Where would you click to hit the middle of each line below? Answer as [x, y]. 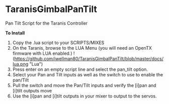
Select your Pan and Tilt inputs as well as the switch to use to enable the [88, 74]
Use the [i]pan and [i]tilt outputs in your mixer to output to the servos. [85, 96]
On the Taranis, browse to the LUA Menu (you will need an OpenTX [82, 48]
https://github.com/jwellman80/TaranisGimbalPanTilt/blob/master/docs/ [89, 58]
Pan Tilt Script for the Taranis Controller [46, 23]
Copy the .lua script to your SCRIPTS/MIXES [58, 42]
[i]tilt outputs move [32, 90]
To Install [15, 33]
